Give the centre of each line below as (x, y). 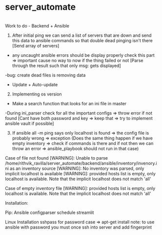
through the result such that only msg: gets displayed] (66, 66)
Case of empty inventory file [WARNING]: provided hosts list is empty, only (80, 188)
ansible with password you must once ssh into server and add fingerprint (79, 227)
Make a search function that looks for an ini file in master (69, 103)
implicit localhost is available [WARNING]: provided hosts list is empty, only (81, 173)
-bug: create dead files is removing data (45, 75)
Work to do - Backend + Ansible (37, 25)
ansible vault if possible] (30, 123)
